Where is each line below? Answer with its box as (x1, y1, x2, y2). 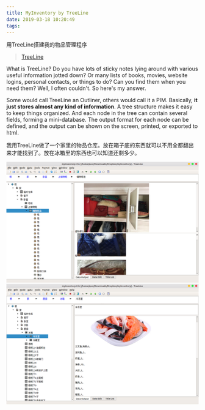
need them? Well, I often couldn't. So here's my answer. (6, 84, 146, 92)
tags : (6, 23, 20, 29)
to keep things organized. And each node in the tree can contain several (6, 110, 188, 117)
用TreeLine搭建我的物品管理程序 (6, 41, 87, 48)
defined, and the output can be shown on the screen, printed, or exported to (6, 122, 198, 130)
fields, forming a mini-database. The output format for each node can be (6, 116, 189, 124)
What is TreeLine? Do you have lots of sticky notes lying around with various (6, 65, 198, 73)
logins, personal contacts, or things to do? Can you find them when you (6, 78, 186, 86)
